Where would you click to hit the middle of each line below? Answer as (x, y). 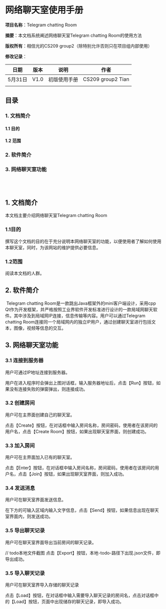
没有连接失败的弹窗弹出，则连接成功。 (48, 389)
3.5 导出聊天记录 (25, 531)
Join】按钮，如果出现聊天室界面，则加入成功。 (79, 474)
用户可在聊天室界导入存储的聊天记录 (42, 585)
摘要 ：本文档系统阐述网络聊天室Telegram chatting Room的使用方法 (74, 35)
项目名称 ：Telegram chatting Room (41, 25)
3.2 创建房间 (20, 403)
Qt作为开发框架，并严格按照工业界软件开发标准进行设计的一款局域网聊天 (79, 309)
